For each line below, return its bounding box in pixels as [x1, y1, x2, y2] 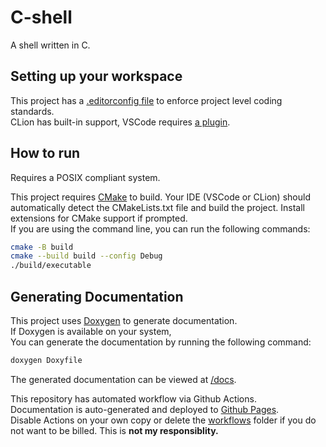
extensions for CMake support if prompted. [10, 212, 188, 224]
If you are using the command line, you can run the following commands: [10, 222, 311, 235]
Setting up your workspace [10, 68, 183, 85]
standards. [10, 105, 55, 117]
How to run [10, 145, 81, 162]
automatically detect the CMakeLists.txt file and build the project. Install [10, 201, 306, 213]
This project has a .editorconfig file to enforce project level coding [10, 94, 283, 106]
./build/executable [10, 261, 92, 271]
